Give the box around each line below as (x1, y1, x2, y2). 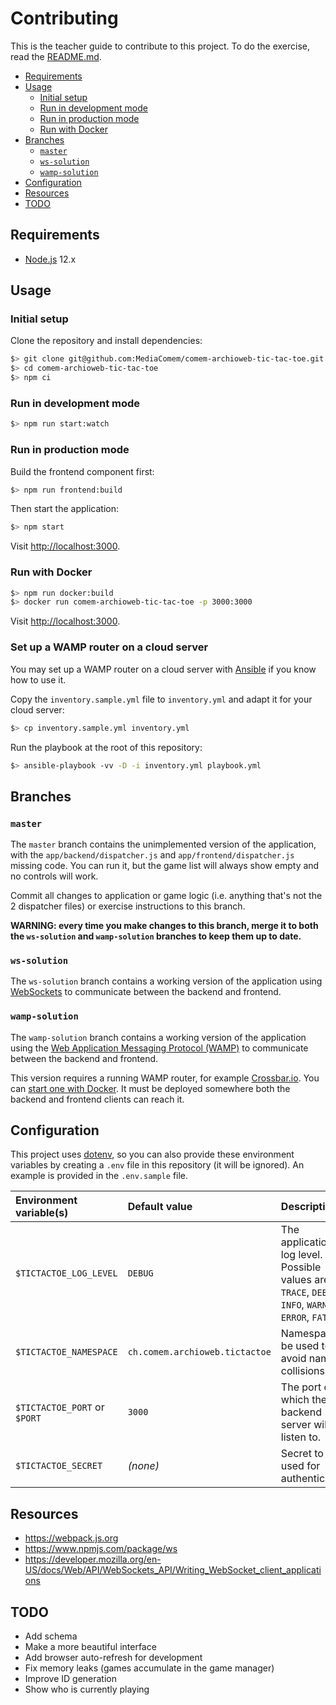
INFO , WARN (280, 1298, 328, 1312)
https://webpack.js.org (24, 1532, 119, 1544)
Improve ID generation (24, 1673, 117, 1685)
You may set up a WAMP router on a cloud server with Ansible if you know (10, 663, 317, 675)
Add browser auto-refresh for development (24, 1652, 203, 1664)
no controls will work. (10, 870, 99, 882)
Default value (127, 1200, 193, 1214)
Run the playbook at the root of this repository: (10, 741, 203, 753)
